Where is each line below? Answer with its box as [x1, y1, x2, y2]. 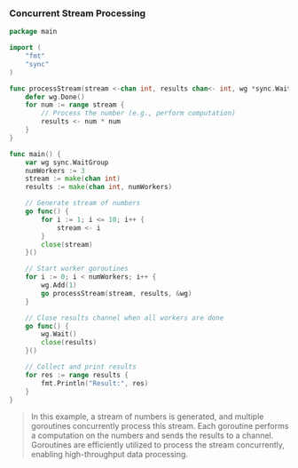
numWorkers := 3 [25, 166, 86, 175]
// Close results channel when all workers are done [25, 313, 224, 322]
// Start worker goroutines [25, 265, 129, 274]
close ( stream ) [41, 240, 93, 249]
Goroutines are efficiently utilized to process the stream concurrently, [30, 440, 286, 450]
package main [9, 28, 58, 36]
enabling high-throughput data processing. [30, 449, 189, 460]
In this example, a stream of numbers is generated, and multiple [30, 411, 264, 422]
